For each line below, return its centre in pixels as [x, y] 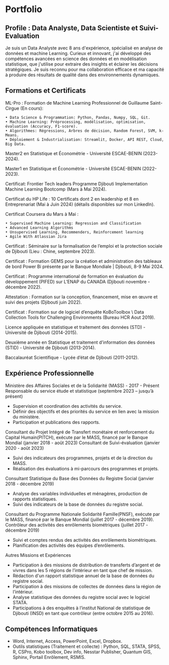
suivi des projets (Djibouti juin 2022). [44, 302]
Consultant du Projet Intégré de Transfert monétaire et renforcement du [80, 432]
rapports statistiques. [35, 499]
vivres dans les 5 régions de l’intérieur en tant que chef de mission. [82, 570]
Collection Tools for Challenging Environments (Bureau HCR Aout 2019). [80, 317]
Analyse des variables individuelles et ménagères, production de [80, 493]
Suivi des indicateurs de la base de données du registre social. [78, 504]
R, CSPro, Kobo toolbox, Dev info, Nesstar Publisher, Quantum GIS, [82, 652]
